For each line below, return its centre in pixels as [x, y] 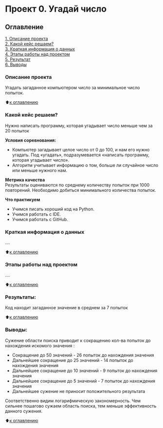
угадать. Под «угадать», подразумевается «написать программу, [81, 155]
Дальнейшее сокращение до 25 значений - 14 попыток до [72, 360]
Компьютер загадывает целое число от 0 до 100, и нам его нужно [81, 149]
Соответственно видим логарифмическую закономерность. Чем [73, 401]
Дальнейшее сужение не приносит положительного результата [79, 391]
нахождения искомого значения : [40, 345]
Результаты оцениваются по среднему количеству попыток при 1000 [77, 185]
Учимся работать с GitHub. [40, 219]
